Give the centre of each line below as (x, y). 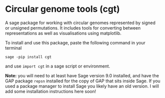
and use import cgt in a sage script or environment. (58, 66)
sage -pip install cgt (28, 57)
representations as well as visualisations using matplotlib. (63, 33)
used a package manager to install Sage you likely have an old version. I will (82, 86)
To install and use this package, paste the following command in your (75, 42)
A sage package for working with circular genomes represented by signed (81, 23)
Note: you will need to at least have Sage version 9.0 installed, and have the (82, 75)
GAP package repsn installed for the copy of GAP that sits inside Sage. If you (83, 81)
